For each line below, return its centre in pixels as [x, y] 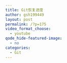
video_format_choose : [28, 29]
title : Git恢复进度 [24, 10]
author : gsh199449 [25, 15]
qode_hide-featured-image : [34, 39]
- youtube [20, 34]
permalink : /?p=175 [26, 24]
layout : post [19, 19]
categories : [18, 48]
